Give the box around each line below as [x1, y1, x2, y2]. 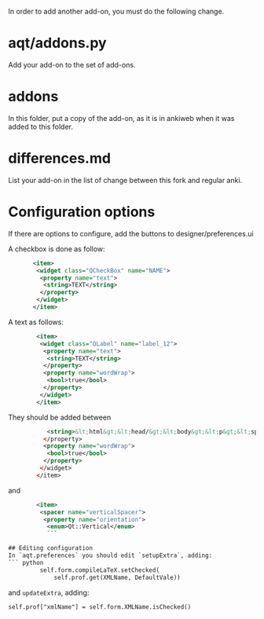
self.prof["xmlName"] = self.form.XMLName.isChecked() [8, 603, 192, 611]
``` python [8, 559, 44, 566]
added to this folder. [8, 122, 73, 131]
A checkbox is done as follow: [8, 244, 105, 254]
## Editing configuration [8, 544, 93, 552]
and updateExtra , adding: [8, 588, 90, 597]
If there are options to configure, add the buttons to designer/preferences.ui [8, 229, 254, 238]
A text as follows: [8, 317, 64, 327]
